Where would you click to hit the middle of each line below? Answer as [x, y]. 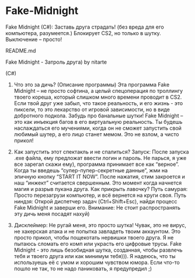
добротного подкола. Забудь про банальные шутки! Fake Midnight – [98, 116]
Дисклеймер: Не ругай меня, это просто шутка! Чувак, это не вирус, [100, 225]
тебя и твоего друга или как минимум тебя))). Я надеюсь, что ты [95, 256]
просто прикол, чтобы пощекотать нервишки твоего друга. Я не [94, 237]
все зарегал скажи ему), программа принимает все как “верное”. [96, 164]
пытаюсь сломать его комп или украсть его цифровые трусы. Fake [98, 244]
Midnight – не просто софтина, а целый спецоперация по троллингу [98, 91]
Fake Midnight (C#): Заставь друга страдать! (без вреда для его [85, 27]
